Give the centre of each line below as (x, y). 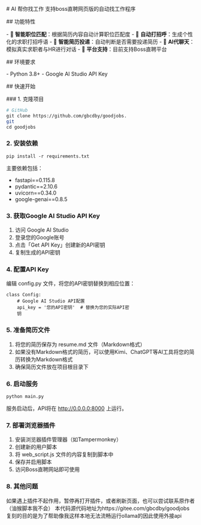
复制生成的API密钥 (38, 253)
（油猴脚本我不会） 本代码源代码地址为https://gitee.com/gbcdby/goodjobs (98, 508)
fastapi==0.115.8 (35, 180)
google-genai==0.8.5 (41, 199)
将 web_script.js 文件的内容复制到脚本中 (64, 454)
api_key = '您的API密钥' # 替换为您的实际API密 (73, 308)
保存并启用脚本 (33, 462)
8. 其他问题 (22, 487)
